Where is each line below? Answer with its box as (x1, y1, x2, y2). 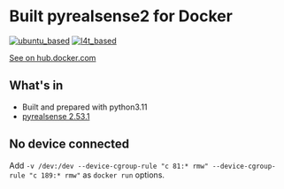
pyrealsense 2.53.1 (21, 110, 90, 121)
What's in (9, 78, 64, 94)
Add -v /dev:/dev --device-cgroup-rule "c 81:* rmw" (9, 160, 210, 170)
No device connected (9, 137, 130, 152)
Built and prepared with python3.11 (21, 102, 148, 112)
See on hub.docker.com (9, 52, 96, 63)
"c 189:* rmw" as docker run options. (28, 170, 165, 180)
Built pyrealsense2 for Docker (9, 6, 233, 26)
